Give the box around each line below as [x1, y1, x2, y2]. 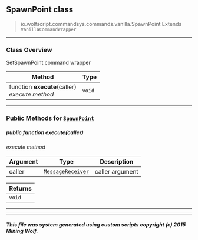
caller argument [94, 168, 138, 175]
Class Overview [6, 45, 52, 54]
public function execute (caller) [6, 129, 84, 136]
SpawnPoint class [6, 5, 74, 15]
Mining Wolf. [6, 227, 38, 234]
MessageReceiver [44, 168, 90, 175]
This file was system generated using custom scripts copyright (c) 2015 [6, 221, 186, 228]
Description [100, 158, 134, 165]
